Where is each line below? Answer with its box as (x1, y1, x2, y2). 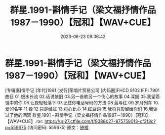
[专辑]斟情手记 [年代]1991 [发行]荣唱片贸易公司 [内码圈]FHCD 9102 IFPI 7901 (5, 87, 160, 93)
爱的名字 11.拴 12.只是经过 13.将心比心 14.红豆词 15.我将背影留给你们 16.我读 (5, 106, 158, 112)
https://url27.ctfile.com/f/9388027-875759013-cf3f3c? (44, 118, 156, 124)
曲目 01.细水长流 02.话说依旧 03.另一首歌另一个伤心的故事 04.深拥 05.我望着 (5, 93, 161, 99)
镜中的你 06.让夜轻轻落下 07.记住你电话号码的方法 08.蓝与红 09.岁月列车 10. (5, 99, 160, 105)
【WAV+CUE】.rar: (5, 118, 43, 124)
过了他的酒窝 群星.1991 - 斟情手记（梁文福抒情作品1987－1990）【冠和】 (5, 112, 151, 118)
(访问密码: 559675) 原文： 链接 (27, 124, 89, 130)
